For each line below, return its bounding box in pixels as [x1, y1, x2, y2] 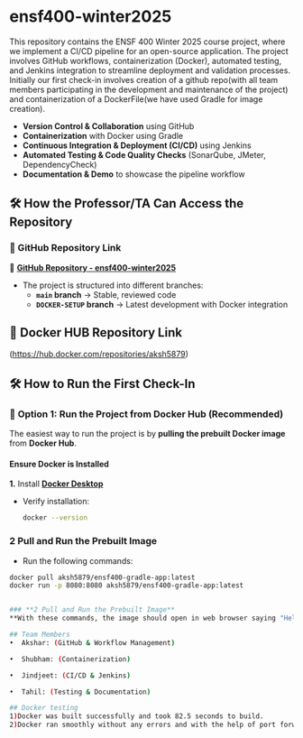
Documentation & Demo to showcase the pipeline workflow [22, 169, 245, 180]
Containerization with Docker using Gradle [22, 130, 183, 141]
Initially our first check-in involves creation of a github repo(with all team [9, 74, 279, 85]
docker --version [22, 513, 88, 522]
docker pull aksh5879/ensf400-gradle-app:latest [9, 573, 196, 582]
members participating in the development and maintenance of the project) [9, 84, 289, 95]
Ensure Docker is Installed [9, 458, 110, 469]
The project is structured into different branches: [22, 280, 204, 291]
